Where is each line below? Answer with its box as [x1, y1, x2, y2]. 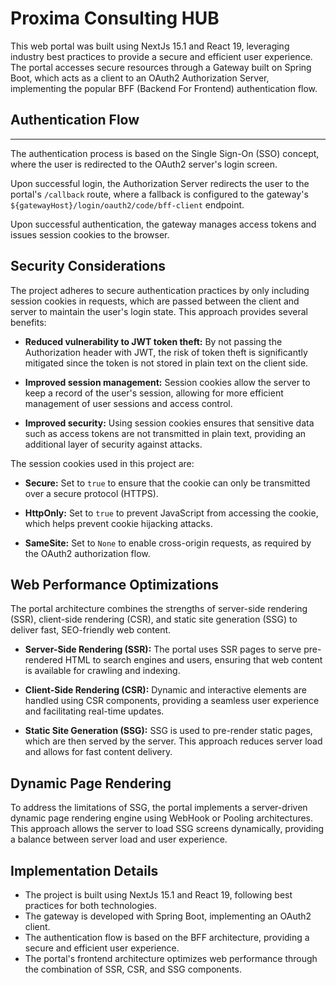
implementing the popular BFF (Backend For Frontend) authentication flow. [10, 82, 318, 94]
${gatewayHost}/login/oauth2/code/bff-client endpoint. [10, 198, 245, 211]
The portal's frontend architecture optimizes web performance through [24, 953, 318, 964]
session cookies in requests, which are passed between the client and [10, 295, 300, 307]
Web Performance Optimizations [10, 576, 220, 593]
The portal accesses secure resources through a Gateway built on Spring [10, 61, 312, 73]
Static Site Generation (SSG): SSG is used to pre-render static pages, [24, 725, 313, 737]
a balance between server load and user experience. [10, 833, 228, 846]
